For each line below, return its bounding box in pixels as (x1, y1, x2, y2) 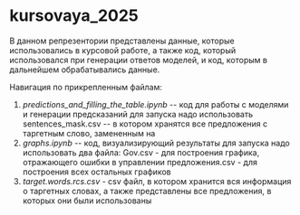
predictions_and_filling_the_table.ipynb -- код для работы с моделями (22, 98, 289, 109)
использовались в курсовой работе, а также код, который (9, 44, 237, 55)
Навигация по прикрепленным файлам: (9, 81, 163, 92)
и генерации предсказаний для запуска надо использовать (22, 108, 254, 119)
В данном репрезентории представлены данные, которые (9, 35, 235, 46)
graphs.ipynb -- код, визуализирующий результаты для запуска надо (22, 137, 290, 148)
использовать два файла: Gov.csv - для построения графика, (22, 146, 260, 158)
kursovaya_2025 (9, 5, 139, 26)
